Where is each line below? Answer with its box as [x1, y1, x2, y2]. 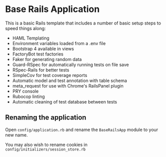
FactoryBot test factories [12, 51, 64, 57]
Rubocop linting [12, 93, 45, 99]
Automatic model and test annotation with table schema [12, 77, 127, 83]
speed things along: [5, 25, 46, 31]
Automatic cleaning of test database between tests [12, 98, 117, 104]
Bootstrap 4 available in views [12, 45, 74, 51]
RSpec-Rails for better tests [12, 66, 70, 73]
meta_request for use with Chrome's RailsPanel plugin [12, 82, 124, 88]
